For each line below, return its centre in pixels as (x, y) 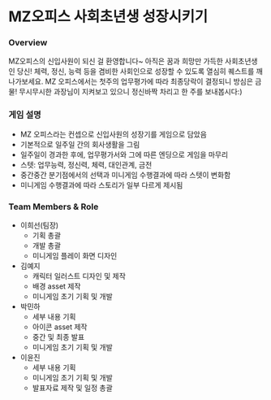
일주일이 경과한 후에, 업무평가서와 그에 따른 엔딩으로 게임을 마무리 (124, 154)
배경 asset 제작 (56, 286)
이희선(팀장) (39, 225)
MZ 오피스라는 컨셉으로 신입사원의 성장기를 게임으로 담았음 (113, 134)
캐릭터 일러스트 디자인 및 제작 (79, 276)
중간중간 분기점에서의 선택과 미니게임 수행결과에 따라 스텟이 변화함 (125, 175)
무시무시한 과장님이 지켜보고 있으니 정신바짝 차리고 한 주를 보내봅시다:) (131, 92)
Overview (28, 43)
